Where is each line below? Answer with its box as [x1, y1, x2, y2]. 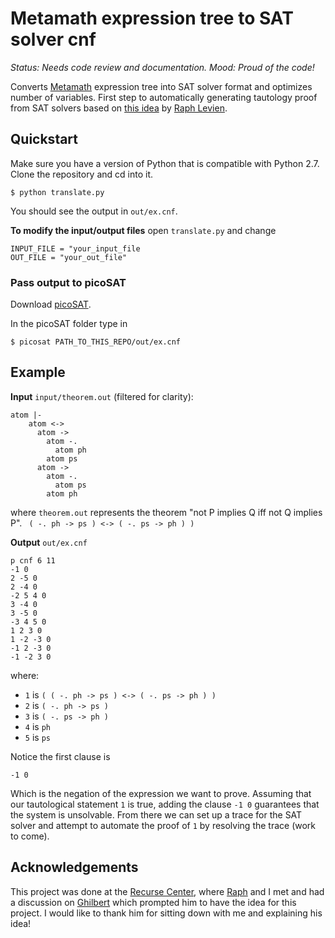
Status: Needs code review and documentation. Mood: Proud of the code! [10, 61, 315, 73]
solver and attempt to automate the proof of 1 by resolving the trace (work [10, 819, 317, 831]
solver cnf [10, 28, 97, 51]
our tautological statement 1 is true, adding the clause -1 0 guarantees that [10, 798, 320, 810]
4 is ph [24, 720, 51, 732]
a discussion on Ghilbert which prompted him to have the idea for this [10, 896, 297, 908]
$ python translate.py [10, 187, 105, 197]
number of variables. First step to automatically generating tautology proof [10, 91, 318, 103]
